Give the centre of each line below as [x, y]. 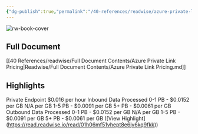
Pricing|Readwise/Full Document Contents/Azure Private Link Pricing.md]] [96, 67]
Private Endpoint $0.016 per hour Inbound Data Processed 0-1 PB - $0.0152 [98, 100]
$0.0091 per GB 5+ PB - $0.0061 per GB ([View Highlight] [76, 119]
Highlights [26, 86]
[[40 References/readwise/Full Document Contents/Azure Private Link [91, 61]
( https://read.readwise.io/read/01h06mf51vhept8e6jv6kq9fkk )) [82, 125]
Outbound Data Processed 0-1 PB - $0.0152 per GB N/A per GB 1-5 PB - [93, 112]
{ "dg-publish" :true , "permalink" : [47, 11]
